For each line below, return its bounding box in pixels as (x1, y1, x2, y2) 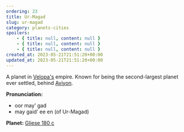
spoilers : (6, 30, 30, 36)
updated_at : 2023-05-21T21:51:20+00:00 (6, 57, 103, 63)
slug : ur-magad (6, 19, 43, 25)
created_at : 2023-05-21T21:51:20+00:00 (6, 52, 103, 58)
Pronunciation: (6, 91, 43, 98)
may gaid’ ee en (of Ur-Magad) (14, 108, 89, 115)
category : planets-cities (6, 24, 69, 31)
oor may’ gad (14, 102, 47, 109)
